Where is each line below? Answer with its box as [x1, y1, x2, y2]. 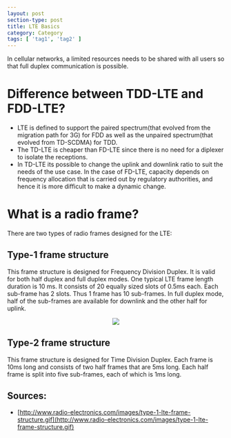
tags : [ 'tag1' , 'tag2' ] [7, 36, 81, 43]
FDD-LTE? [7, 101, 66, 117]
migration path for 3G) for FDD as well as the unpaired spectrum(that [17, 131, 213, 139]
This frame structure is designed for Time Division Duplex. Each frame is [7, 355, 214, 364]
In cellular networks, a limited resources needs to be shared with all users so [7, 54, 225, 63]
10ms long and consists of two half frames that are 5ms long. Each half [7, 363, 209, 371]
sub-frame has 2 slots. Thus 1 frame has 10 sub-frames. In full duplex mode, [7, 289, 224, 297]
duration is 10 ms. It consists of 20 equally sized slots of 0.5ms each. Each [7, 282, 219, 290]
